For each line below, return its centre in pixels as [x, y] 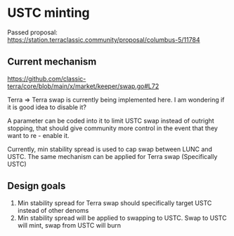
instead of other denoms [53, 210]
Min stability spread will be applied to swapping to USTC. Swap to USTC [122, 218]
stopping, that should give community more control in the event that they [112, 128]
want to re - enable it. [38, 135]
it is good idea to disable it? [47, 107]
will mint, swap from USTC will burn [69, 225]
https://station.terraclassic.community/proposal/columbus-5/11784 [104, 39]
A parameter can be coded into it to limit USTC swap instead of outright [111, 120]
